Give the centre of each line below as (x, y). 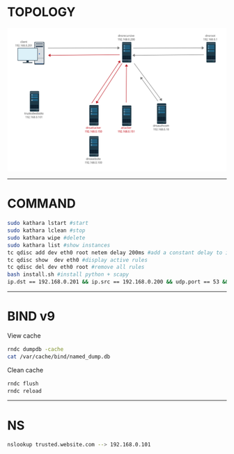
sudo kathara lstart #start (48, 224)
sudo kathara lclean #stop (46, 230)
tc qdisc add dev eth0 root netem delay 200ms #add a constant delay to (115, 252)
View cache (24, 336)
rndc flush (23, 384)
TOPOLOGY (41, 12)
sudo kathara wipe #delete (46, 237)
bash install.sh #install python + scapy (68, 275)
